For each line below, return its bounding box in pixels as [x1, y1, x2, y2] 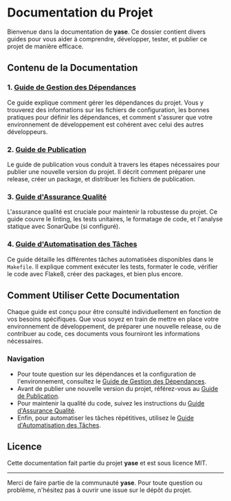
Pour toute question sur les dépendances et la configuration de [16, 370, 197, 378]
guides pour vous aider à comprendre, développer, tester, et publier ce [7, 34, 208, 43]
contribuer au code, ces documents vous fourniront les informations [7, 330, 201, 338]
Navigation [7, 354, 45, 364]
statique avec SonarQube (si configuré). [7, 222, 120, 231]
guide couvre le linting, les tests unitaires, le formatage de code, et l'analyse [7, 215, 223, 223]
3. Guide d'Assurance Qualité [7, 192, 107, 201]
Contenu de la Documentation [7, 62, 138, 74]
